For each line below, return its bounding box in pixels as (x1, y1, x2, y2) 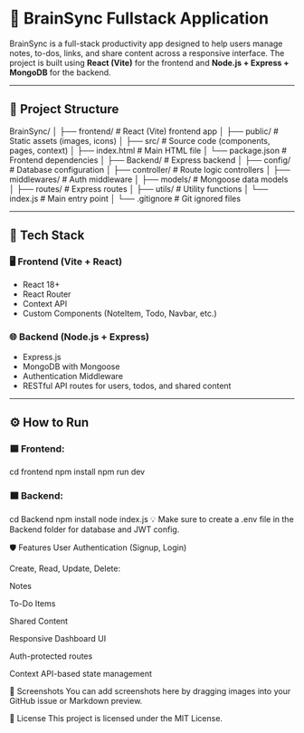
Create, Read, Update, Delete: (9, 563, 120, 574)
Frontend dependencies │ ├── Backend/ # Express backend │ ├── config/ (9, 154, 291, 166)
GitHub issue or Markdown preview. (9, 695, 143, 706)
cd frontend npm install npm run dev (9, 466, 146, 478)
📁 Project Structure (9, 101, 119, 117)
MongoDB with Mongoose (22, 361, 120, 372)
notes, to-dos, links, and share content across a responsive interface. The (9, 47, 285, 58)
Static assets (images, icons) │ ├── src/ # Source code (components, (9, 135, 271, 146)
